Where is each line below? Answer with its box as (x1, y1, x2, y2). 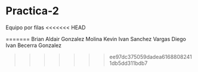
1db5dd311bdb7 (109, 60, 148, 67)
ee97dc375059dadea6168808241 (109, 53, 192, 60)
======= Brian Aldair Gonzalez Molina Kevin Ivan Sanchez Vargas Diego (5, 35, 186, 42)
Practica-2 (5, 4, 59, 18)
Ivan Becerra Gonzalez (5, 42, 62, 49)
